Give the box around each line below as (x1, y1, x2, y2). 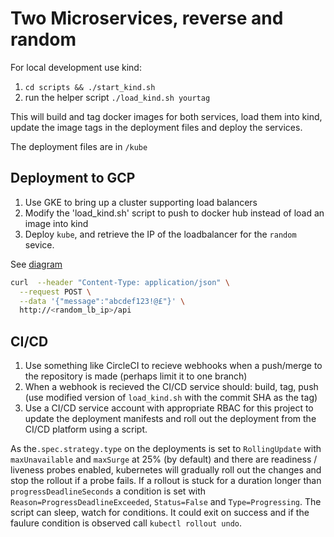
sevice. (24, 238, 55, 251)
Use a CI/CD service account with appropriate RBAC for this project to (24, 402, 314, 414)
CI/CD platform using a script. (24, 423, 148, 436)
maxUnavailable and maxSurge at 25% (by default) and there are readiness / (10, 453, 318, 466)
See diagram (10, 258, 63, 270)
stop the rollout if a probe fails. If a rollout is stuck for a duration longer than (10, 475, 322, 487)
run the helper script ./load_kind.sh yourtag (24, 91, 211, 103)
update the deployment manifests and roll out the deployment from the (24, 413, 317, 425)
